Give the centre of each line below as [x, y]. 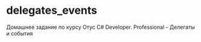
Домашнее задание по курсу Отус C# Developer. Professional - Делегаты [101, 27]
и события [20, 33]
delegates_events [52, 10]
